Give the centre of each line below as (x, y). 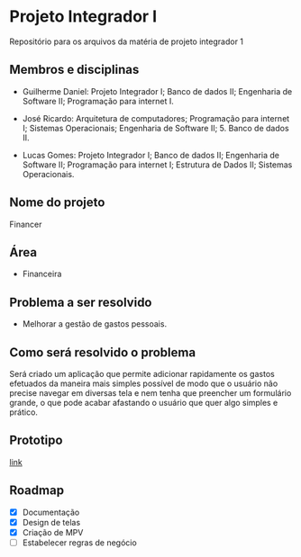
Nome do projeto (57, 203)
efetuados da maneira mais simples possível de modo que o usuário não (144, 383)
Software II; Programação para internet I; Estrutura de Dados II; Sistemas (157, 165)
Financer (26, 224)
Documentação (51, 512)
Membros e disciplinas (74, 70)
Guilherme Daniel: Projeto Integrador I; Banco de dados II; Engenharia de (157, 91)
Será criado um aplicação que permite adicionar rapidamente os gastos (142, 374)
